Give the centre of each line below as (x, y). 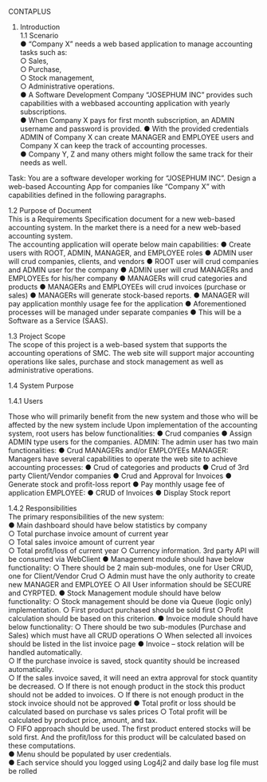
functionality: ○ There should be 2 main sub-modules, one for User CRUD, (131, 567)
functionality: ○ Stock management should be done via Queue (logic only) (130, 601)
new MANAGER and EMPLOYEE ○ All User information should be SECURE (130, 585)
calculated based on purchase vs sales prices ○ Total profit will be (118, 712)
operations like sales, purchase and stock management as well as (116, 361)
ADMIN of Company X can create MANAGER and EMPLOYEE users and (137, 137)
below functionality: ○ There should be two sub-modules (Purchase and (127, 627)
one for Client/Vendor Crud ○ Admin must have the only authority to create (132, 576)
